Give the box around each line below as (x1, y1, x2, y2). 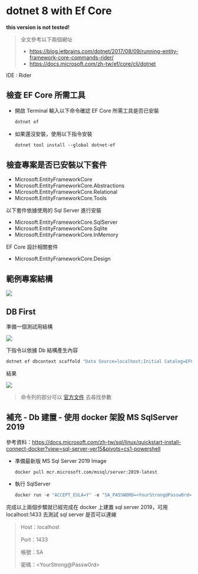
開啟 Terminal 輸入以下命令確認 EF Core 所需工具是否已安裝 (14, 107, 159, 114)
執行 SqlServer (14, 480, 51, 487)
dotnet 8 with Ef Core (6, 4, 112, 18)
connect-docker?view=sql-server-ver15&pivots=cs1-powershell (6, 445, 161, 452)
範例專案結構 (6, 273, 53, 284)
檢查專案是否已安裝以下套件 (6, 159, 107, 169)
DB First (6, 306, 37, 317)
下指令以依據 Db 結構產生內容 (6, 347, 78, 354)
